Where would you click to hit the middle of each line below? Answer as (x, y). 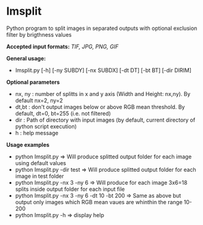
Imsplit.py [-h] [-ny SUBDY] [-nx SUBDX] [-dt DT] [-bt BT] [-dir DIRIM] (103, 70)
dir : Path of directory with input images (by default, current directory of (105, 120)
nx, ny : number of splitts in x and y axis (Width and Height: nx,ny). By (103, 94)
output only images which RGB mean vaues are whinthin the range (99, 202)
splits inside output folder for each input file (70, 189)
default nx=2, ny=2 (39, 100)
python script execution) (46, 126)
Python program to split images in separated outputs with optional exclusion (102, 28)
